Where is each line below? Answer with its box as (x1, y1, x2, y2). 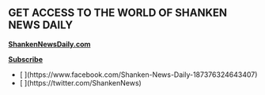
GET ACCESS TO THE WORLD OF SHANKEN (8, 6, 228, 20)
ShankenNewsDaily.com (8, 39, 91, 49)
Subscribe (8, 54, 44, 64)
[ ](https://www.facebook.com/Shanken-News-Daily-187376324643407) (19, 70, 258, 79)
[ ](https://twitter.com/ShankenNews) (19, 78, 142, 87)
